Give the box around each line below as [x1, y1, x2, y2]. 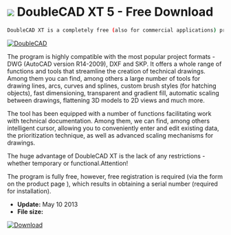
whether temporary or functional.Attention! [7, 159, 129, 167]
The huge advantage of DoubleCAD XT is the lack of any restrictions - [7, 151, 206, 160]
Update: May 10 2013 [16, 200, 78, 208]
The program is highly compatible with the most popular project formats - [7, 52, 215, 60]
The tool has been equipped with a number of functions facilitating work [7, 109, 212, 117]
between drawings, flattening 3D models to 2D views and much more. [7, 96, 205, 104]
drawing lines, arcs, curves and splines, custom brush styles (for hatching [7, 82, 217, 90]
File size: [16, 207, 43, 216]
